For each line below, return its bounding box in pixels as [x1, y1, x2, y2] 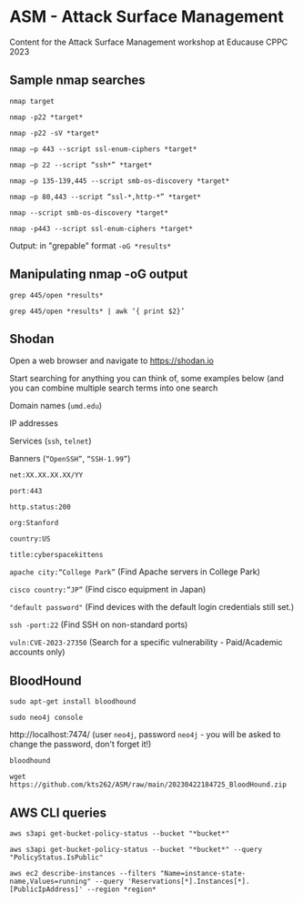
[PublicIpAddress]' [9, 885, 84, 894]
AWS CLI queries [9, 805, 107, 820]
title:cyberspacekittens [9, 551, 104, 560]
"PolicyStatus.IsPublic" [9, 853, 104, 862]
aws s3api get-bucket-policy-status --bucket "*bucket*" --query [9, 845, 262, 854]
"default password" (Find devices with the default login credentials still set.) [9, 602, 295, 613]
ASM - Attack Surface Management [9, 6, 285, 27]
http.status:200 [9, 502, 71, 512]
